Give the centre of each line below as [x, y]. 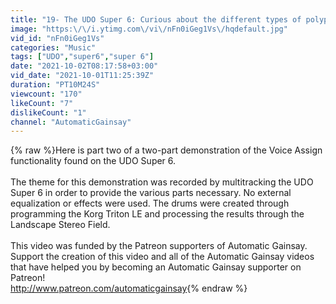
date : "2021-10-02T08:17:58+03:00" [84, 66]
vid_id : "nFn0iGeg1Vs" [57, 38]
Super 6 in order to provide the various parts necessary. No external [151, 193]
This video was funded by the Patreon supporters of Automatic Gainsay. [159, 246]
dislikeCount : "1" [48, 112]
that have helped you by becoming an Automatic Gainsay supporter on [156, 267]
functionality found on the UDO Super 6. [93, 161]
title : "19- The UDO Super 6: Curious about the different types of [156, 19]
